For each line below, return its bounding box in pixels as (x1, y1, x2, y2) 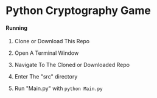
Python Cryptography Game (5, 4, 152, 18)
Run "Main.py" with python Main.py (14, 85, 103, 92)
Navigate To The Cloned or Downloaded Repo (14, 61, 130, 69)
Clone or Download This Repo (14, 38, 90, 45)
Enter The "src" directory (14, 73, 78, 80)
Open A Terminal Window (14, 49, 79, 57)
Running (5, 24, 28, 31)
